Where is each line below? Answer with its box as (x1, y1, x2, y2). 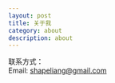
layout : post (8, 11, 52, 20)
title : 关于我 (8, 19, 52, 27)
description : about (8, 34, 73, 42)
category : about (8, 26, 62, 34)
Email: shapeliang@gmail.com (8, 65, 107, 76)
